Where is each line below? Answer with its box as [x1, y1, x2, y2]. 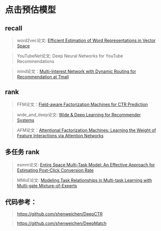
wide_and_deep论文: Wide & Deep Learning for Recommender [16, 112, 141, 117]
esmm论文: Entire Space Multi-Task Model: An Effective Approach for [16, 162, 155, 167]
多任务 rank [5, 148, 40, 156]
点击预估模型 [5, 4, 57, 16]
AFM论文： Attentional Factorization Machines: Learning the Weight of [16, 127, 156, 133]
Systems [16, 117, 35, 123]
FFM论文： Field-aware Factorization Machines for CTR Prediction [16, 101, 148, 107]
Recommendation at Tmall [16, 74, 69, 80]
